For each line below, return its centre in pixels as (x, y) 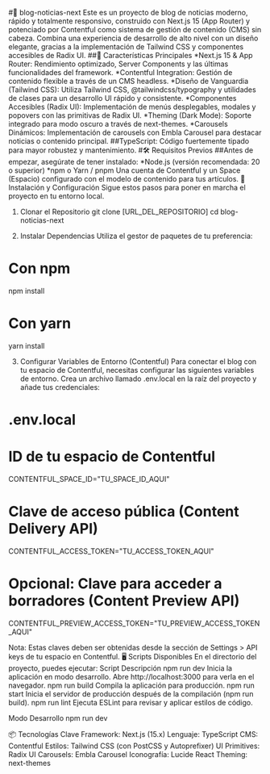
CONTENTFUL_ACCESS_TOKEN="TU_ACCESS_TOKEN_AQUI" (111, 551)
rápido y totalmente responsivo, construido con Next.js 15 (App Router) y (129, 21)
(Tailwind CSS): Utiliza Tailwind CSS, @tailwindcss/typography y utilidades (132, 90)
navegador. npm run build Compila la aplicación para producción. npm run (132, 685)
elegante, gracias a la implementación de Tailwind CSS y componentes (126, 47)
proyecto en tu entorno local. (56, 196)
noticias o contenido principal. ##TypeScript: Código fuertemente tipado (129, 141)
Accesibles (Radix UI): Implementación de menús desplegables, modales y (132, 107)
